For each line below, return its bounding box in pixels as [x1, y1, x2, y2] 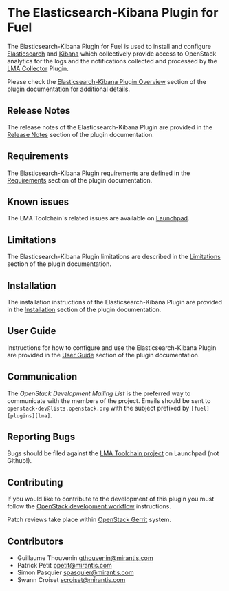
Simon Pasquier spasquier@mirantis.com [17, 568, 134, 577]
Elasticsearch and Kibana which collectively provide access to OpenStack [7, 50, 217, 58]
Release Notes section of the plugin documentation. [7, 130, 155, 138]
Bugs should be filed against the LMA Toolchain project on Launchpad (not [7, 449, 219, 457]
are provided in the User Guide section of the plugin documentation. [7, 351, 200, 359]
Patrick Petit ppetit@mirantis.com [17, 561, 112, 570]
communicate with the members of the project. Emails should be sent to [7, 396, 211, 404]
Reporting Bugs [7, 431, 76, 443]
